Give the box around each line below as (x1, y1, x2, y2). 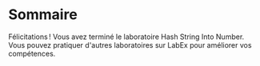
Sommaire (8, 6, 78, 24)
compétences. (8, 49, 56, 58)
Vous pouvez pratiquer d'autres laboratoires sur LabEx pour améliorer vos (8, 40, 252, 49)
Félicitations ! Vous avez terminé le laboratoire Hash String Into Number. (8, 32, 245, 41)
